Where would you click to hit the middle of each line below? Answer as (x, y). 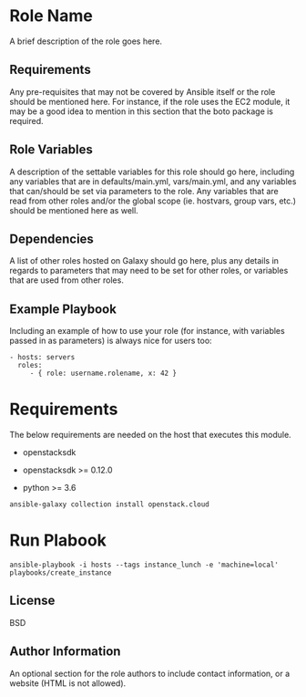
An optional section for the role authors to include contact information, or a (150, 673)
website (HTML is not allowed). (68, 683)
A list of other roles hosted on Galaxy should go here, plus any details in (144, 261)
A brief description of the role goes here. (86, 41)
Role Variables (51, 150)
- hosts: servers (42, 358)
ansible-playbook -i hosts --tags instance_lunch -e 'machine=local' (144, 565)
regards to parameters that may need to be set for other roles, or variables (149, 271)
